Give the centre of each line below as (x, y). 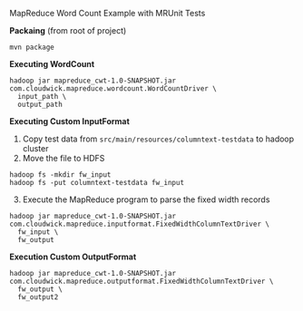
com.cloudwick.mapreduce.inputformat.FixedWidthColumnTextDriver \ (140, 224)
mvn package (32, 47)
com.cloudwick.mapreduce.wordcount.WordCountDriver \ (113, 89)
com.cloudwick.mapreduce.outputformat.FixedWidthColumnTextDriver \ (142, 281)
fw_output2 (38, 297)
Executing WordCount (52, 64)
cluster (35, 148)
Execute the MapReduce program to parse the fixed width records (146, 199)
